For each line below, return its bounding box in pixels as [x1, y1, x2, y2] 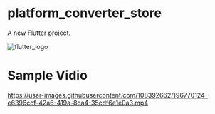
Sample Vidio [7, 68, 88, 83]
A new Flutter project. [7, 28, 71, 37]
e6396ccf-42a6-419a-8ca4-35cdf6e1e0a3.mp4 [7, 98, 148, 107]
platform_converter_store [7, 5, 162, 21]
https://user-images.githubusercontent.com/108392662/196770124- [7, 90, 208, 99]
